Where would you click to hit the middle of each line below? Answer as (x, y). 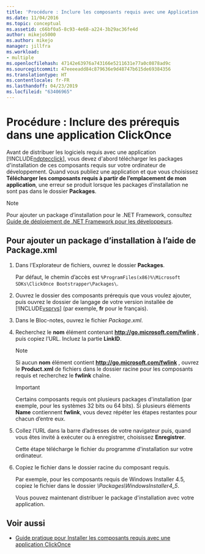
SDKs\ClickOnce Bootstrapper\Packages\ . (67, 283)
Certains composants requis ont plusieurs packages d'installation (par (103, 399)
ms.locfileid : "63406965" (39, 92)
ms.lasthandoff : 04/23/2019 (42, 86)
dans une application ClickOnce (89, 135)
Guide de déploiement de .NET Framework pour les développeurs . (90, 221)
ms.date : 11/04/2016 (33, 18)
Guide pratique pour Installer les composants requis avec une (93, 538)
